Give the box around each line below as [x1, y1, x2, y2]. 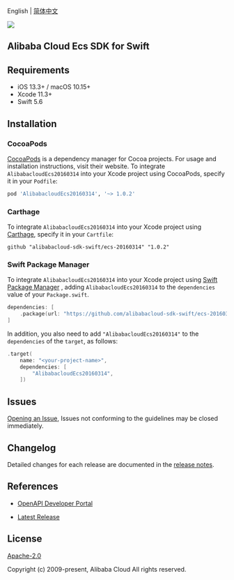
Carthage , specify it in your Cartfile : [7, 230, 114, 239]
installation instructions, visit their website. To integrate [7, 162, 166, 170]
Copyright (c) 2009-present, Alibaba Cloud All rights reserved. [7, 565, 187, 573]
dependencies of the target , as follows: [7, 336, 118, 345]
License [7, 533, 42, 545]
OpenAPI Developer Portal [17, 499, 93, 507]
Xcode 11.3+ [17, 90, 52, 98]
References [7, 481, 58, 493]
